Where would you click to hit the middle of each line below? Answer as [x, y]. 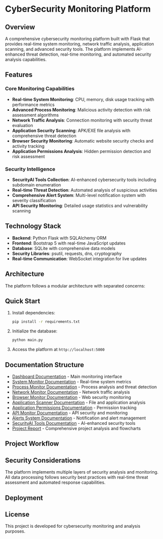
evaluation [22, 125]
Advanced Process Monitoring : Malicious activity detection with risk [81, 110]
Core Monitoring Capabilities [40, 89]
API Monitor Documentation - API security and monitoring [70, 413]
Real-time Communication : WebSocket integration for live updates [79, 259]
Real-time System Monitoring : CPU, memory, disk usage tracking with [83, 99]
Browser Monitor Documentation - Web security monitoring [72, 397]
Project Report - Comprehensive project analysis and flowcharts [76, 428]
